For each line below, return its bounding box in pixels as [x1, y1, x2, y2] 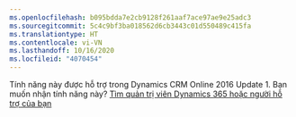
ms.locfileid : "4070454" [9, 54, 103, 63]
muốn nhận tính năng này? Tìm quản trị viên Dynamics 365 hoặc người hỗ [9, 88, 283, 99]
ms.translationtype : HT [9, 29, 99, 38]
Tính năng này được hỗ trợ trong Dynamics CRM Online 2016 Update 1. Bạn [9, 79, 288, 89]
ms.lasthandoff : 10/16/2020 [9, 46, 115, 55]
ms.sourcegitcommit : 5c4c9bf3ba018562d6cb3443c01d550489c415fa [9, 21, 252, 30]
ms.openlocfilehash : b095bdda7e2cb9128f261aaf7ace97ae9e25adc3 [9, 13, 252, 22]
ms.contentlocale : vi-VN [9, 38, 103, 47]
